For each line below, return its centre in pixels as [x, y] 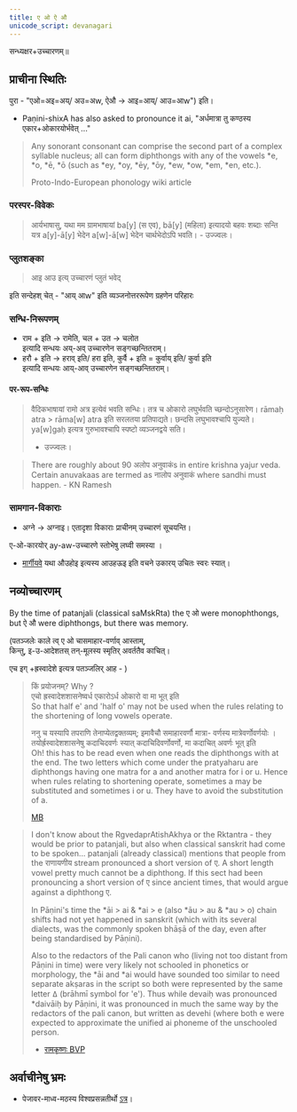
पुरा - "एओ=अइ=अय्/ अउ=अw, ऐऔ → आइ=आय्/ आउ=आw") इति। [112, 101]
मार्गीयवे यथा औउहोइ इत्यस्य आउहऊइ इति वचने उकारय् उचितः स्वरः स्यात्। [126, 563]
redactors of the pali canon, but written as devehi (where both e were [158, 1013]
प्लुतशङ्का [27, 258]
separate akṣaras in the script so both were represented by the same [157, 983]
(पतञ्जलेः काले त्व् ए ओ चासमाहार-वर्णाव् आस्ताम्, [78, 640]
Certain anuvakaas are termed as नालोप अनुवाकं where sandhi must [148, 475]
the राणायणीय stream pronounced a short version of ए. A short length [152, 862]
